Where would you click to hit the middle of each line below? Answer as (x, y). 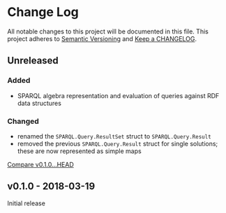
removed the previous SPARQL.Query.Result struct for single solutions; (118, 143)
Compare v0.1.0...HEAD (41, 164)
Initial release (26, 203)
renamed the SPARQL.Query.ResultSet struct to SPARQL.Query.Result (114, 136)
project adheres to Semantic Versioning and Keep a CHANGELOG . (102, 38)
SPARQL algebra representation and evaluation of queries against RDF (118, 95)
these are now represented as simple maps (79, 151)
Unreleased (33, 61)
